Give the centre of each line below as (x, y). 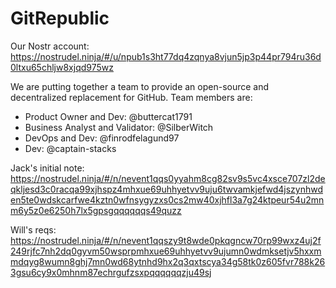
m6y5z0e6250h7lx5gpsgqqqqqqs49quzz (96, 210)
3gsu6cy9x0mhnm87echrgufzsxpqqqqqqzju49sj (111, 272)
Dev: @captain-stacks (70, 148)
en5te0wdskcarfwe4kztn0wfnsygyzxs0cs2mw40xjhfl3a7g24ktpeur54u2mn (167, 199)
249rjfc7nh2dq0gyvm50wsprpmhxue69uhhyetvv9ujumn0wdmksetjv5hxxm (166, 251)
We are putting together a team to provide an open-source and (140, 86)
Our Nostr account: (50, 46)
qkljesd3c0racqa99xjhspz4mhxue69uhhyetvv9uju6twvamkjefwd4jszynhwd (167, 189)
